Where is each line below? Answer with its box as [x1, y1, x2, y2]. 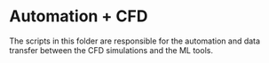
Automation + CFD [9, 6, 148, 27]
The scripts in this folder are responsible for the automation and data [9, 35, 260, 46]
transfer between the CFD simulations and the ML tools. [9, 44, 213, 55]
